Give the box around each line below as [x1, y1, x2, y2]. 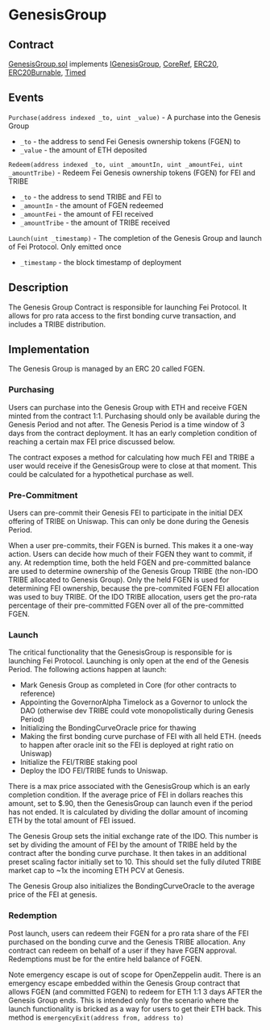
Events [8, 91, 44, 105]
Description [8, 280, 69, 295]
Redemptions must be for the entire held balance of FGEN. [8, 953, 203, 964]
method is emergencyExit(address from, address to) [8, 1012, 185, 1022]
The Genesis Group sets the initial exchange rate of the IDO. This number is [8, 832, 259, 841]
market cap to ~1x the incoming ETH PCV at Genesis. [8, 866, 185, 875]
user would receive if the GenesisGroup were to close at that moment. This [8, 461, 257, 471]
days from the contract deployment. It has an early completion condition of [8, 428, 258, 438]
